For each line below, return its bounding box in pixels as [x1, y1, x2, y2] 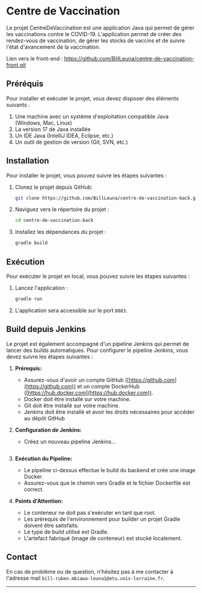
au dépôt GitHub [23, 414, 65, 422]
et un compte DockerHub [77, 383, 140, 390]
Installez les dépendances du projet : [14, 229, 106, 236]
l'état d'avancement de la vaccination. [6, 43, 101, 51]
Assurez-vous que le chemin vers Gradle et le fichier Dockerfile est [23, 479, 191, 487]
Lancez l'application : [14, 284, 68, 291]
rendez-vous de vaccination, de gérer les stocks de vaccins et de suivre [6, 37, 185, 44]
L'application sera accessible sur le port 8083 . [14, 307, 127, 314]
